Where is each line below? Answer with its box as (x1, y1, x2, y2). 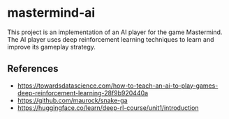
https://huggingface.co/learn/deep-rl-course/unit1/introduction (17, 103, 199, 112)
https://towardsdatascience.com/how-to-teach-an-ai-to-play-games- (17, 81, 219, 90)
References (7, 63, 59, 74)
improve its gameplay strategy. (7, 42, 96, 51)
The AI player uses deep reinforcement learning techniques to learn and (7, 35, 214, 43)
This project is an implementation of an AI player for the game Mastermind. (7, 28, 223, 36)
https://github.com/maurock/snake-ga (17, 96, 128, 104)
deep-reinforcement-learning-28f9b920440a (17, 88, 149, 97)
